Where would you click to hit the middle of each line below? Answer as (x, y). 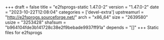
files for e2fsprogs (24, 33)
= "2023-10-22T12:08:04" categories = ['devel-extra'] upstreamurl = (75, 12)
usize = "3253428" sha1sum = (36, 22)
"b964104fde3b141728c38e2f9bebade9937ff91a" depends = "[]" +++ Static (82, 27)
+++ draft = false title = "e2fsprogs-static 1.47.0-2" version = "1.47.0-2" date (82, 7)
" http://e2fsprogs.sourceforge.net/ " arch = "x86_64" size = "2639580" (77, 17)
